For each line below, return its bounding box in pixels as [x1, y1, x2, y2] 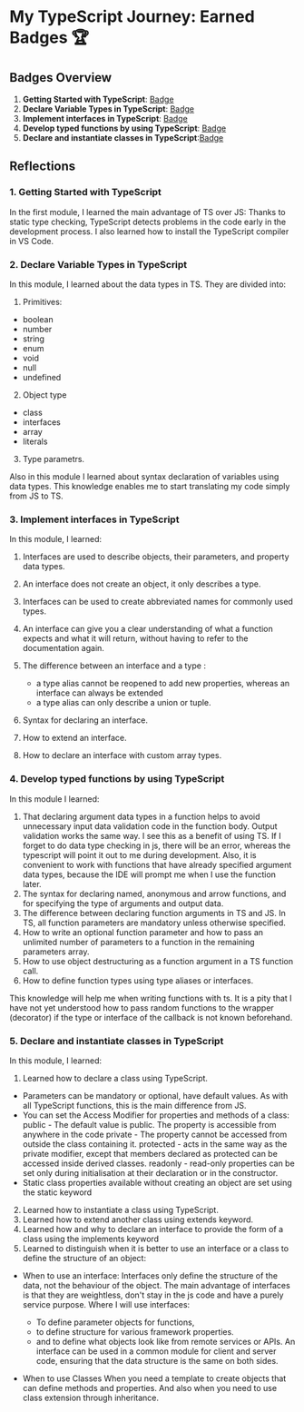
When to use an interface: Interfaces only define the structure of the [22, 1269, 279, 1281]
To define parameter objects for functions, [35, 1317, 195, 1328]
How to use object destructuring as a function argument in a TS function [22, 955, 294, 966]
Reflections [9, 159, 76, 174]
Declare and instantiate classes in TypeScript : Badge [22, 133, 224, 143]
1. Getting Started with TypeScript [9, 186, 162, 199]
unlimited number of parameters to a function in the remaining [22, 936, 256, 947]
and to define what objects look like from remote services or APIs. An [35, 1336, 296, 1347]
